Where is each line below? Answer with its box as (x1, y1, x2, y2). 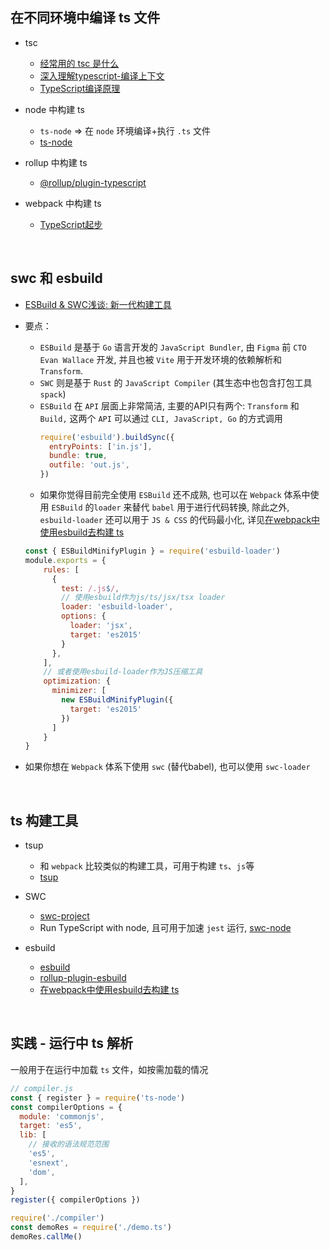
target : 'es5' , (19, 1121, 83, 1131)
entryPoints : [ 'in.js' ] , (48, 441, 153, 452)
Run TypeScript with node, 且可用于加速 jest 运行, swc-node (39, 922, 292, 934)
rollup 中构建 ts (24, 156, 88, 168)
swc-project (39, 910, 90, 922)
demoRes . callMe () (10, 1232, 83, 1242)
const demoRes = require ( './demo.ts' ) (10, 1223, 172, 1233)
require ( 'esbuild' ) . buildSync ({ (39, 432, 175, 442)
